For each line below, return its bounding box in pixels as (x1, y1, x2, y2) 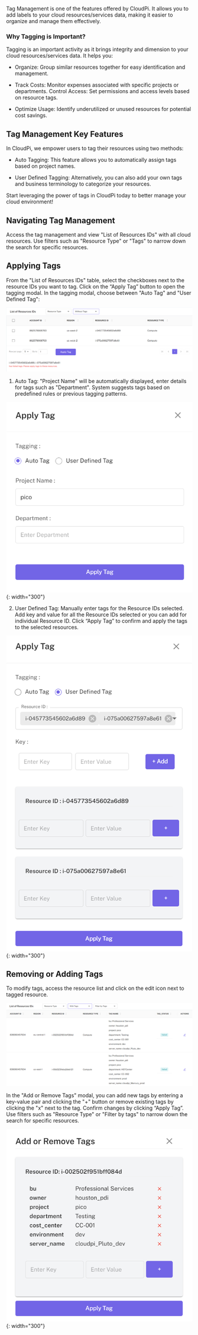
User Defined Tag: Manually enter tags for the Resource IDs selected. (14, 604, 184, 611)
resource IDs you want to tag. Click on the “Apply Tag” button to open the (6, 283, 185, 290)
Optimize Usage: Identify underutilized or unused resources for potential (14, 106, 191, 113)
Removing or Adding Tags (6, 969, 103, 979)
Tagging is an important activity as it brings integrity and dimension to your (6, 46, 189, 53)
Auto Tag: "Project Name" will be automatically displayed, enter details (14, 378, 187, 385)
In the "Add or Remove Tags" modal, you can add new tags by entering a (6, 1091, 183, 1099)
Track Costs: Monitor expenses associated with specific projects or (14, 81, 179, 88)
